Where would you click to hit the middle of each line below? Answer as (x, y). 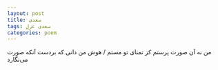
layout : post (26, 13)
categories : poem (32, 33)
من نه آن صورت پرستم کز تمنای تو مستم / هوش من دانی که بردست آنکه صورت (109, 52)
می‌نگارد (18, 60)
